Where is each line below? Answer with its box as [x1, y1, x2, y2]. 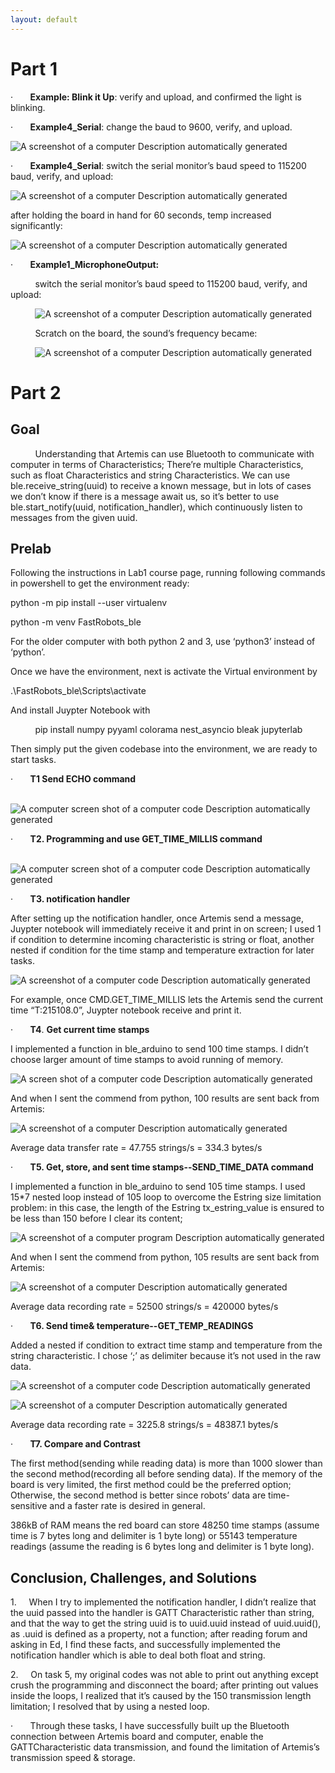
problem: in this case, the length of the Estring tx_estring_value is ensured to [10, 1202, 325, 1214]
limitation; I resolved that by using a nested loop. [10, 1701, 210, 1713]
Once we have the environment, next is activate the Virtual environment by [10, 666, 318, 678]
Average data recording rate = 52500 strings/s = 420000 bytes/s [10, 1301, 279, 1313]
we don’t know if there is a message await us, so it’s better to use [10, 490, 280, 502]
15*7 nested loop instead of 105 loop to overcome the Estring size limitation [10, 1191, 322, 1203]
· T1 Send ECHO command [10, 773, 137, 785]
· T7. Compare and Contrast [10, 1438, 141, 1450]
